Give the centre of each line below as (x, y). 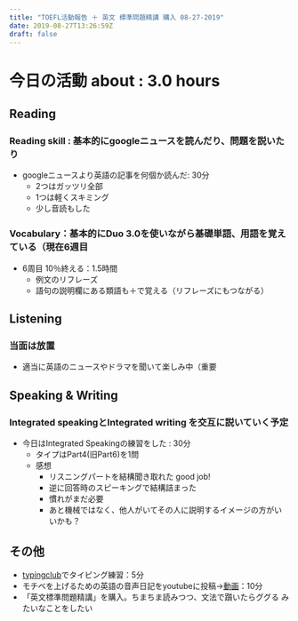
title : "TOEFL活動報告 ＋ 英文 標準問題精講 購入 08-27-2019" (117, 17)
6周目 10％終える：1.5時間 (70, 268)
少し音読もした (63, 209)
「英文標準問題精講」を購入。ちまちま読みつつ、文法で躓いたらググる (150, 597)
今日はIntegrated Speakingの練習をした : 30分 (106, 443)
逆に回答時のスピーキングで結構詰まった (123, 487)
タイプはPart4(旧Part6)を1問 (87, 454)
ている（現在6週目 (49, 247)
